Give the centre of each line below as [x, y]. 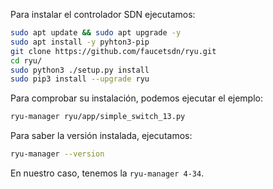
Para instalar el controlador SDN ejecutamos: [103, 14]
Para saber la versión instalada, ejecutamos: [101, 136]
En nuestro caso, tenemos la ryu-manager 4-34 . [107, 173]
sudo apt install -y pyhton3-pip [80, 42]
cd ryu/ [26, 60]
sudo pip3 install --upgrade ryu [80, 79]
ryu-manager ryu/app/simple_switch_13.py [98, 117]
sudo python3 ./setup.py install [80, 70]
